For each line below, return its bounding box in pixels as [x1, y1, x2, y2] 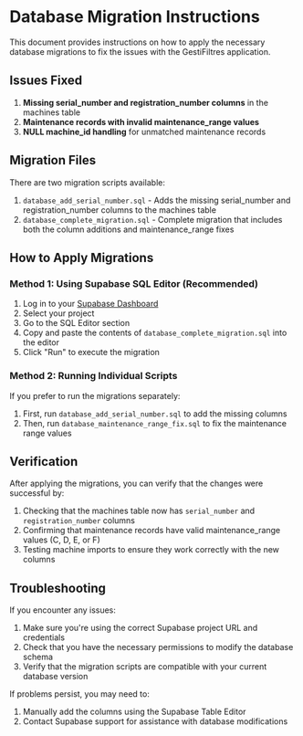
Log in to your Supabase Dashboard [22, 299, 159, 310]
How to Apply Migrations [9, 249, 154, 266]
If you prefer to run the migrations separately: [9, 390, 181, 401]
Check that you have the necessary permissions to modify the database [22, 642, 294, 653]
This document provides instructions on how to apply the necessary [9, 37, 266, 47]
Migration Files [9, 152, 97, 168]
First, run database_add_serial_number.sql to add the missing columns [22, 408, 287, 419]
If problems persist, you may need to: [9, 689, 151, 699]
